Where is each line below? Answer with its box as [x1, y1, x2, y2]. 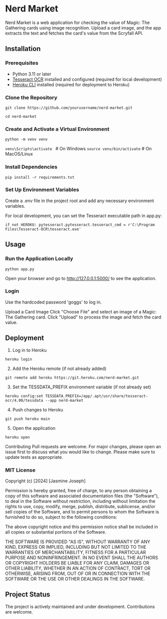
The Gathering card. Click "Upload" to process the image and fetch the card [5, 314, 162, 320]
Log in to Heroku [12, 347, 47, 353]
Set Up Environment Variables [5, 186, 79, 193]
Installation [5, 44, 41, 53]
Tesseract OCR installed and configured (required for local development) [12, 76, 162, 82]
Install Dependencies [5, 163, 58, 170]
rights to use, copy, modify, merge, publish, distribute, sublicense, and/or [5, 503, 156, 509]
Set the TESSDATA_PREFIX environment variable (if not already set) [12, 384, 151, 390]
